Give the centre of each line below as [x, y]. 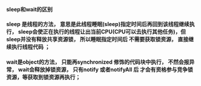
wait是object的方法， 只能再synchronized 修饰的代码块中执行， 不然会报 [98, 62]
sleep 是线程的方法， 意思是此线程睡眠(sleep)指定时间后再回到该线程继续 [98, 24]
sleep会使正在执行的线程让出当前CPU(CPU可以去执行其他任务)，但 [102, 32]
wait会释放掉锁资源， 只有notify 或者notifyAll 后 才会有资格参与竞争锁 [106, 69]
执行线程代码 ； [31, 47]
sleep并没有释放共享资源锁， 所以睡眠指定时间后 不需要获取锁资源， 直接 [97, 39]
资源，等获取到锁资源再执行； [43, 77]
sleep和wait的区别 [30, 9]
